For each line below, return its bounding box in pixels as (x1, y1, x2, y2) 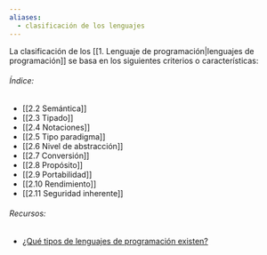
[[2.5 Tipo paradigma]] (21, 131, 106, 142)
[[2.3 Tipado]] (21, 112, 74, 123)
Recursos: (9, 208, 46, 219)
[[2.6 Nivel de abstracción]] (21, 140, 124, 151)
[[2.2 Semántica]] (21, 103, 87, 114)
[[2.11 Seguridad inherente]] (21, 187, 124, 198)
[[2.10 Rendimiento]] (21, 179, 97, 189)
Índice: (9, 76, 35, 86)
